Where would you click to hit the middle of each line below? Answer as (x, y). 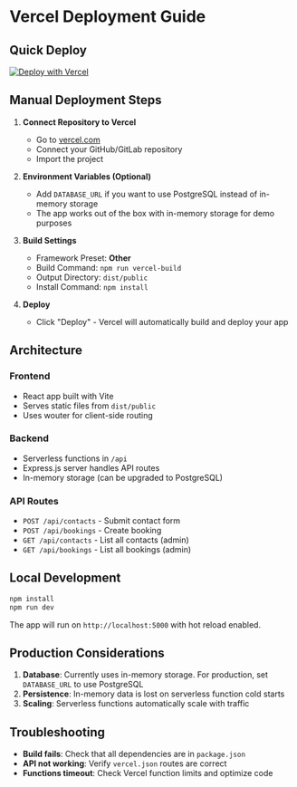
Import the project (70, 158)
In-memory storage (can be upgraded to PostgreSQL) (123, 477)
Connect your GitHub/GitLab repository (109, 149)
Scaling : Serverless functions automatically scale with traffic (136, 704)
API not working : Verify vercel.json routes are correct (125, 763)
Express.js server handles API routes (91, 467)
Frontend (30, 376)
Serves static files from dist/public (89, 406)
